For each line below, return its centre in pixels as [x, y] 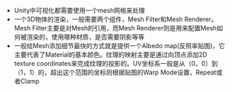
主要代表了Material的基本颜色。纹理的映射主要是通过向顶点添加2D [110, 54]
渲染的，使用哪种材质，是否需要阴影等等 [86, 37]
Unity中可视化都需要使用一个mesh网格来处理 [79, 10]
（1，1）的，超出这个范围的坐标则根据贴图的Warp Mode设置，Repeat [115, 72]
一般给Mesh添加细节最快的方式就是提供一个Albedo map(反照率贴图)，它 [119, 46]
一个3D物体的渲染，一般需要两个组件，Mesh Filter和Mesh [98, 19]
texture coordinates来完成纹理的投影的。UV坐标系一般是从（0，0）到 [116, 63]
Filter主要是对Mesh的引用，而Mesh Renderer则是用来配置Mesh [124, 28]
